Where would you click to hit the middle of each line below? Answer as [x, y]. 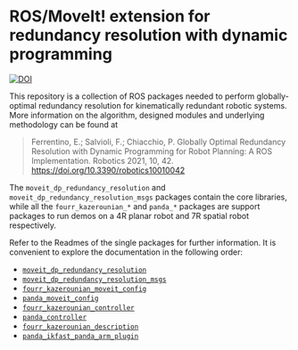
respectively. [33, 225]
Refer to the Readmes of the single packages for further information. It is [143, 242]
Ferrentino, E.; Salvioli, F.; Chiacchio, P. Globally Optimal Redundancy [158, 142]
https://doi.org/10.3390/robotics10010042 [108, 170]
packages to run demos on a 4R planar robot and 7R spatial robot [129, 216]
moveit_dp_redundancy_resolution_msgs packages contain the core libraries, [148, 197]
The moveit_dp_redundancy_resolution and [87, 187]
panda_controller [54, 317]
